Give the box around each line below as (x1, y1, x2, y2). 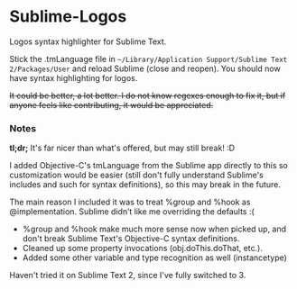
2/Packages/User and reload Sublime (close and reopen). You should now (9, 63, 282, 74)
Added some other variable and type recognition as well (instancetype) (22, 252, 287, 263)
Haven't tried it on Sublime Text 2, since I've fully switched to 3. (9, 270, 246, 281)
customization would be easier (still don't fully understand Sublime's (9, 169, 264, 181)
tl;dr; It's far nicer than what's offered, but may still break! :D (9, 142, 236, 154)
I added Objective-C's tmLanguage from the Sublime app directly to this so (9, 160, 289, 171)
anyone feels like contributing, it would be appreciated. (9, 99, 214, 110)
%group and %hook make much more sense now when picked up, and (22, 223, 287, 235)
